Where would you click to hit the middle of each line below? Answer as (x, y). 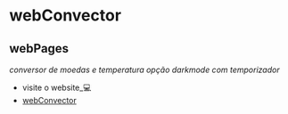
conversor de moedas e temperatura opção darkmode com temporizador (144, 69)
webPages (39, 49)
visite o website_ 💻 (57, 87)
